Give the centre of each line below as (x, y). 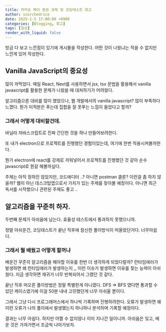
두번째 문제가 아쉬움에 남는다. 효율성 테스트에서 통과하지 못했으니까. (71, 219)
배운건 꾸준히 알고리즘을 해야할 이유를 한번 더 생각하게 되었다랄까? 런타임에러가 (82, 262)
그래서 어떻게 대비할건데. (33, 121)
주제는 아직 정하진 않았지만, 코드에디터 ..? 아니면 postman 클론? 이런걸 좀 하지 (81, 177)
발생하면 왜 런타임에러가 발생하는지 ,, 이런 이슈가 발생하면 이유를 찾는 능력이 (79, 268)
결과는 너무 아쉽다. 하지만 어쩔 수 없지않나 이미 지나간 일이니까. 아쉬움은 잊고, (80, 319)
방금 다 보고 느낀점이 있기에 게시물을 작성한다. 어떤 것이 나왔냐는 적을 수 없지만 (81, 47)
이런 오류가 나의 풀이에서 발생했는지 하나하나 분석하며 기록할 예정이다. (73, 308)
